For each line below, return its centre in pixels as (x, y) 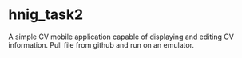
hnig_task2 (46, 15)
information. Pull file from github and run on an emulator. (101, 44)
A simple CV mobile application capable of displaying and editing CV (121, 37)
